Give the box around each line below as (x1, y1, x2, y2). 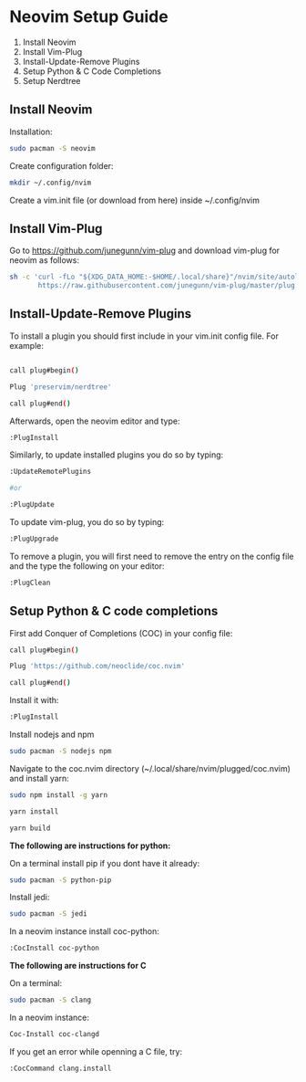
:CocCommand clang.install (9, 1064, 112, 1073)
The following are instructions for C (9, 961, 148, 972)
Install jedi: (9, 892, 50, 903)
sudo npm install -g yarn (9, 790, 107, 800)
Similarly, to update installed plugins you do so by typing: (9, 449, 224, 460)
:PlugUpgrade (9, 534, 59, 543)
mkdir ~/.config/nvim (9, 178, 92, 187)
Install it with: (9, 695, 59, 706)
